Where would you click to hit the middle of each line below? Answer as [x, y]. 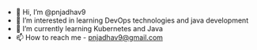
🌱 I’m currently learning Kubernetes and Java [89, 29]
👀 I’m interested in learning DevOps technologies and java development [132, 20]
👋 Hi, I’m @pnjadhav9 [51, 12]
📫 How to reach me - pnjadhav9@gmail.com [89, 37]
